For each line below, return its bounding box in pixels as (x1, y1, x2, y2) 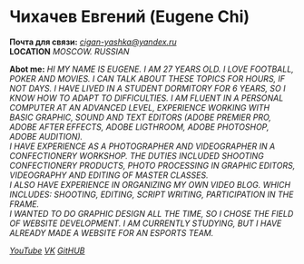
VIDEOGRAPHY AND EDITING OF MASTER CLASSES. (9, 170, 209, 181)
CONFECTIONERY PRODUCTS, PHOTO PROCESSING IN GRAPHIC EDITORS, (9, 160, 296, 171)
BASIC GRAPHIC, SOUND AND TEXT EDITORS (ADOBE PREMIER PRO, (9, 112, 272, 122)
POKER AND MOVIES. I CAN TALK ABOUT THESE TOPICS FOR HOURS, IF (9, 73, 286, 83)
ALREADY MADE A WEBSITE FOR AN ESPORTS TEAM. (9, 227, 214, 238)
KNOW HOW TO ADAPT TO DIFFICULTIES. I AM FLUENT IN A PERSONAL (9, 93, 284, 103)
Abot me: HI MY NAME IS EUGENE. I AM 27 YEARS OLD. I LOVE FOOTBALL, (9, 64, 295, 74)
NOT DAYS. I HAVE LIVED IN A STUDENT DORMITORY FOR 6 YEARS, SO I (9, 83, 286, 93)
